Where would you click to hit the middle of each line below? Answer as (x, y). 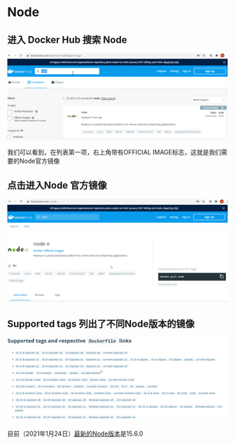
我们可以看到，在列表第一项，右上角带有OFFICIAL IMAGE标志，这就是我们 (114, 152)
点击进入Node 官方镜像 (57, 185)
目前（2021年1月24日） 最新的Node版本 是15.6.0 (75, 434)
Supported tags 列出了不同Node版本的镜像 (101, 323)
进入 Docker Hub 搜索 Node (67, 40)
